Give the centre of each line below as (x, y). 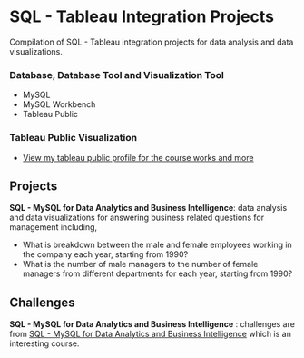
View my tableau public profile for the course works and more (138, 157)
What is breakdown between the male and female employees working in (157, 245)
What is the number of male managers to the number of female (140, 264)
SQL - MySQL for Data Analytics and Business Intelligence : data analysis (148, 208)
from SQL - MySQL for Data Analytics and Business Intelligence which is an (151, 334)
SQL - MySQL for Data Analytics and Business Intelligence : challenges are (152, 324)
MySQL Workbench (59, 104)
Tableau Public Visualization (74, 138)
